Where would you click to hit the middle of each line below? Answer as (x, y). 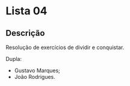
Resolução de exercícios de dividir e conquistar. (65, 47)
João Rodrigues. (35, 77)
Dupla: (14, 59)
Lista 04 (26, 11)
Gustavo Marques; (37, 70)
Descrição (25, 33)
